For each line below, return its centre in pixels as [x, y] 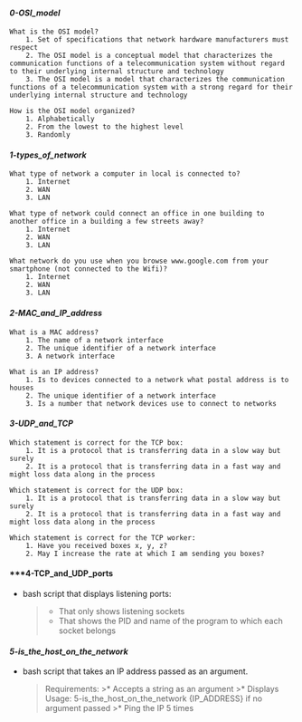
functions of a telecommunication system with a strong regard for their [151, 87]
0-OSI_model [35, 13]
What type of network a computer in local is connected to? [125, 174]
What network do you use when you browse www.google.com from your [139, 261]
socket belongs [87, 631]
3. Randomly [48, 135]
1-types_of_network [48, 155]
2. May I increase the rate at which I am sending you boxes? [145, 554]
